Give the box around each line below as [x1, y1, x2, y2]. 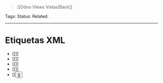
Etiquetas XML [5, 35, 65, 46]
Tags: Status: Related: [5, 14, 49, 19]
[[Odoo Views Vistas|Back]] [16, 4, 73, 10]
